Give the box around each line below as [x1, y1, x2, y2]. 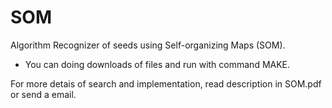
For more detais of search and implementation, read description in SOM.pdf [10, 77, 322, 90]
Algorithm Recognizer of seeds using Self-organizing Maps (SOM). [10, 39, 286, 51]
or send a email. [10, 88, 77, 100]
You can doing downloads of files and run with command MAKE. [24, 58, 291, 70]
